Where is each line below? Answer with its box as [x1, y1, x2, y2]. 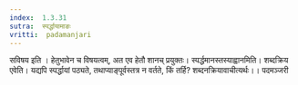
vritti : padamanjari [9, 30, 92, 39]
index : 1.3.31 [9, 13, 67, 23]
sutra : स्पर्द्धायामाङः [9, 22, 71, 31]
